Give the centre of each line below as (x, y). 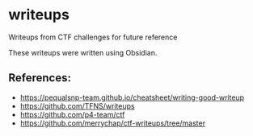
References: (40, 78)
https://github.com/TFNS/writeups (77, 105)
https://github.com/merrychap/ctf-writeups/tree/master (113, 123)
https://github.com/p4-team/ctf (72, 114)
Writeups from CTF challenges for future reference (93, 37)
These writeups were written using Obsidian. (83, 52)
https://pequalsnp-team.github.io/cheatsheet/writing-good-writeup (132, 97)
